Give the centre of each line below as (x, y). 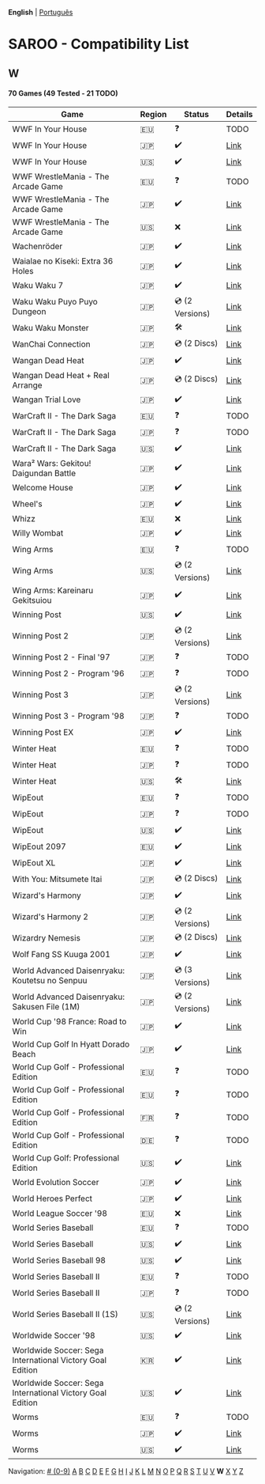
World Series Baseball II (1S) (65, 1315)
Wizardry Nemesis (47, 938)
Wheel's (27, 504)
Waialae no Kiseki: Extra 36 (63, 261)
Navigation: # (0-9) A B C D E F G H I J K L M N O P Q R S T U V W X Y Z (126, 1471)
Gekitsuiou (32, 600)
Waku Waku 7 (38, 286)
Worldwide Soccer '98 (54, 1335)
